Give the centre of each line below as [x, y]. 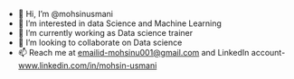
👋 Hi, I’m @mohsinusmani [65, 14]
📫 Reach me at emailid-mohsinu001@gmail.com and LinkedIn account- [152, 53]
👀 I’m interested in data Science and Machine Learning [119, 23]
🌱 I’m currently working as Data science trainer [105, 33]
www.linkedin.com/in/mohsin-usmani [87, 66]
